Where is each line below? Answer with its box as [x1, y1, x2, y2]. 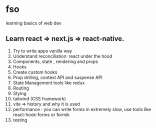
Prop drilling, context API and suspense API [12, 74, 103, 80]
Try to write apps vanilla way [12, 47, 72, 53]
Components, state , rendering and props [12, 58, 98, 64]
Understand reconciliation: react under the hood [12, 53, 112, 59]
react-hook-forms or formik [12, 111, 70, 117]
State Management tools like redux [12, 79, 85, 85]
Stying [12, 90, 26, 96]
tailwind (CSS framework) [12, 95, 66, 101]
